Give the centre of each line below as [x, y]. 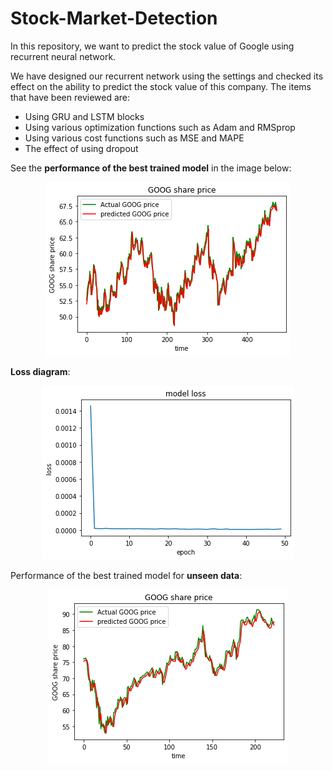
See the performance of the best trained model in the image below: [151, 168]
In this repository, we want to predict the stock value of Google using [152, 46]
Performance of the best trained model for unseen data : [126, 575]
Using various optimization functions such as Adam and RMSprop [160, 127]
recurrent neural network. [63, 56]
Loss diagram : [40, 371]
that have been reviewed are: [70, 97]
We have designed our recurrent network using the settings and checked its [167, 76]
